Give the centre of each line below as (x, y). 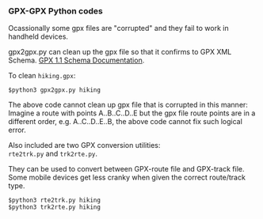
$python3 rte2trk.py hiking (55, 200)
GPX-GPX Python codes (55, 11)
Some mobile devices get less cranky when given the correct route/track (127, 177)
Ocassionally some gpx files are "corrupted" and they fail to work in (118, 28)
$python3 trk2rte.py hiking (55, 207)
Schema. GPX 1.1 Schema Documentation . (76, 60)
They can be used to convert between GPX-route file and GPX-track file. (126, 169)
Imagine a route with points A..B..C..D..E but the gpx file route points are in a (132, 113)
